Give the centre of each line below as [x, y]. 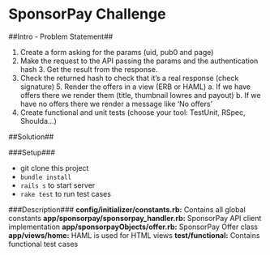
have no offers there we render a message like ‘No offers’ [116, 104]
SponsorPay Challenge [87, 14]
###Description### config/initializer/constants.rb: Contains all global [127, 209]
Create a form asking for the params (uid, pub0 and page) [117, 52]
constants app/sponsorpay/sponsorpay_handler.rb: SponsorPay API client [135, 218]
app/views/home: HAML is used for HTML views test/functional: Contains [134, 235]
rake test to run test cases [66, 193]
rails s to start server [58, 185]
